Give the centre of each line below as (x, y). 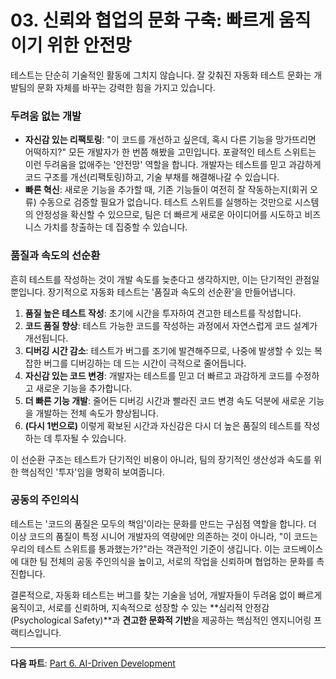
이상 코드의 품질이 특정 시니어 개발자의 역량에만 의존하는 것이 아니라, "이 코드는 (164, 536)
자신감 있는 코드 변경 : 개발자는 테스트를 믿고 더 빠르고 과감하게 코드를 (158, 375)
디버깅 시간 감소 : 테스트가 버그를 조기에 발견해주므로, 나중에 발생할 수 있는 (168, 350)
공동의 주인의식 (45, 500)
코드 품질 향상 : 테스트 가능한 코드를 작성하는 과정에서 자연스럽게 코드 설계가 (171, 325)
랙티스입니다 (35, 632)
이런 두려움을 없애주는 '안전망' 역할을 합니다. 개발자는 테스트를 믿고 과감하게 (173, 165)
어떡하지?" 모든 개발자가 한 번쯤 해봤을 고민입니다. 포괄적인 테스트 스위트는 (170, 152)
